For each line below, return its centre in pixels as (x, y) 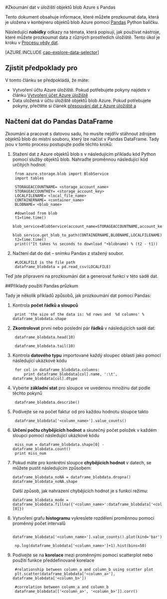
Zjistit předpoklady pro (41, 68)
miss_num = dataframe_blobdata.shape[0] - (60, 444)
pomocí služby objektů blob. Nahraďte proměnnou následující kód (80, 159)
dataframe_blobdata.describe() (47, 402)
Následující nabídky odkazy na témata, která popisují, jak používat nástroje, (83, 32)
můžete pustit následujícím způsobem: (52, 468)
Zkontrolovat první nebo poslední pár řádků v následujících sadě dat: (84, 328)
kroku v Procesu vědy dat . (32, 43)
